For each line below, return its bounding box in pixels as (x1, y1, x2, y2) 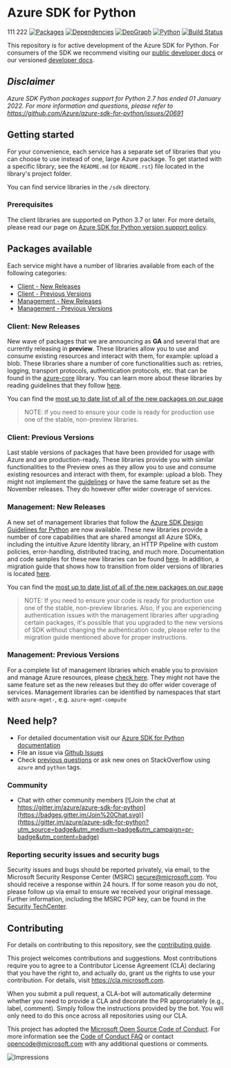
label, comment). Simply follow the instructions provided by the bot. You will (7, 1004, 223, 1013)
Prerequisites (7, 200, 53, 209)
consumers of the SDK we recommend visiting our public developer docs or (7, 48, 223, 57)
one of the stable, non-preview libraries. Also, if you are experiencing (24, 603, 222, 612)
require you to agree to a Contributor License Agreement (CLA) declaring (7, 962, 216, 970)
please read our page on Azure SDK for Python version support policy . (7, 223, 208, 231)
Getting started (7, 129, 75, 141)
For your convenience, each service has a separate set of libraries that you (7, 147, 221, 156)
